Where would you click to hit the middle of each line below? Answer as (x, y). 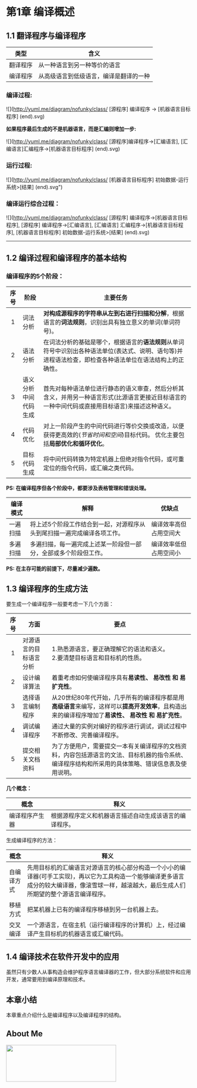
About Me (24, 1034)
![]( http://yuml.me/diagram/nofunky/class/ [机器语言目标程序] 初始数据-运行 (97, 180)
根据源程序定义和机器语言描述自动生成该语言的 (116, 816)
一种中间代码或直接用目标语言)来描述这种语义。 (109, 406)
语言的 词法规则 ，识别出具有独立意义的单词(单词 (109, 322)
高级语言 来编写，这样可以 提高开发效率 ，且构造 (116, 706)
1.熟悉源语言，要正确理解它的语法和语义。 (110, 649)
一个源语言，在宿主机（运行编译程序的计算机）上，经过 (103, 925)
